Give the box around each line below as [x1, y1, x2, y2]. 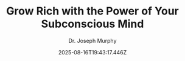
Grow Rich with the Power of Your [6, 4, 179, 18]
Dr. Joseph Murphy [68, 37, 117, 44]
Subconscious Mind [41, 17, 144, 31]
